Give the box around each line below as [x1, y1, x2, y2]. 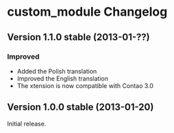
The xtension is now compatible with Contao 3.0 [16, 81, 154, 89]
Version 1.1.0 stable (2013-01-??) [7, 31, 150, 43]
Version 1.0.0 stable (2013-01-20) [7, 102, 154, 113]
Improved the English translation [16, 74, 108, 83]
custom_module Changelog [7, 4, 168, 20]
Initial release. [7, 119, 47, 128]
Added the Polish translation [16, 67, 97, 75]
